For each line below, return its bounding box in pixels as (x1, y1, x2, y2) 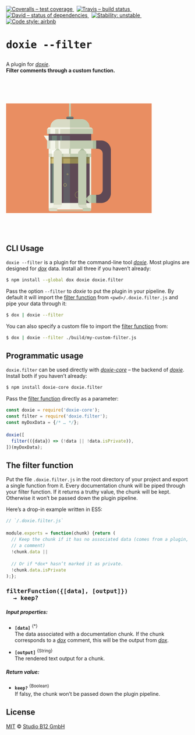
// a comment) (11, 543, 45, 548)
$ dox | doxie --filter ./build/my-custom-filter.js (6, 334, 137, 340)
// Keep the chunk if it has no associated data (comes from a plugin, (11, 536, 189, 542)
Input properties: (6, 608, 48, 615)
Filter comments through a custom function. (6, 67, 115, 74)
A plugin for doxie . (6, 61, 51, 68)
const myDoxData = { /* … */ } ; (6, 420, 80, 426)
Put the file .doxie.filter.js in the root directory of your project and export (6, 476, 188, 483)
